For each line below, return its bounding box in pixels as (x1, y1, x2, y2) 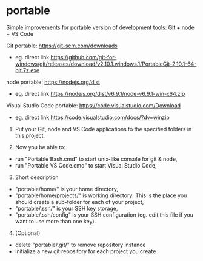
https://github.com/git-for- (50, 53, 117, 61)
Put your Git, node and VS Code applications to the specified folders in (15, 125, 192, 132)
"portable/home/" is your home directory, (15, 185, 119, 192)
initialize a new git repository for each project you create (15, 247, 156, 255)
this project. (15, 132, 45, 139)
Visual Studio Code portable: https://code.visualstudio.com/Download (6, 101, 181, 109)
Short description (15, 174, 59, 181)
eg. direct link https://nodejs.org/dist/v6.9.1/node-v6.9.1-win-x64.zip (15, 90, 185, 97)
